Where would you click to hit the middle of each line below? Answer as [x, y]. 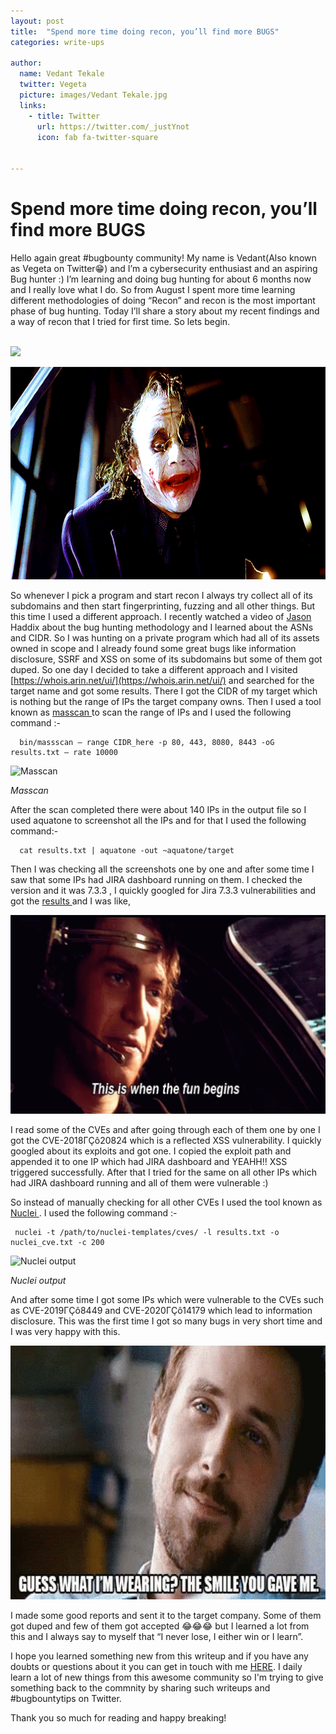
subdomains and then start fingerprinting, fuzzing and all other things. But [163, 606]
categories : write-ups [57, 42]
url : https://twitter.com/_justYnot [113, 126]
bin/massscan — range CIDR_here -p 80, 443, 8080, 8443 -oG [147, 742]
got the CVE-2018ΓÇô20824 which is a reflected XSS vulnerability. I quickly [166, 1140]
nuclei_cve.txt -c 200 [57, 1242]
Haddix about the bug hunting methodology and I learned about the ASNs [162, 627]
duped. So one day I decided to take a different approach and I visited [154, 669]
